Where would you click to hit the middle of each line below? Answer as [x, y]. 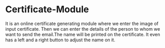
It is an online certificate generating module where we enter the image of [82, 23]
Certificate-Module [47, 9]
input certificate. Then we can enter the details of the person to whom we [83, 29]
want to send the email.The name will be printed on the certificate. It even [83, 34]
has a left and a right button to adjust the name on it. [60, 40]
